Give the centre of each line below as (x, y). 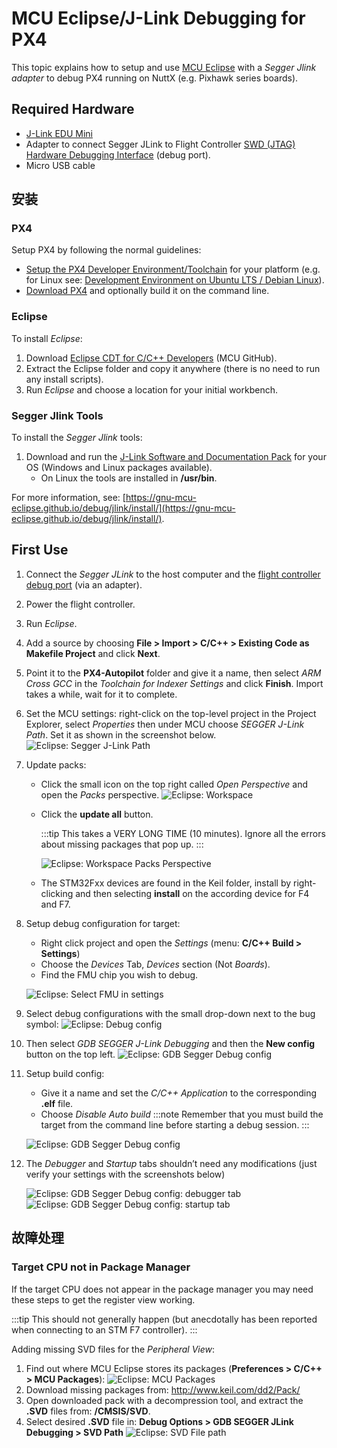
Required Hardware (73, 109)
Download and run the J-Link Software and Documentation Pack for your (176, 457)
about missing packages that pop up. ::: (122, 844)
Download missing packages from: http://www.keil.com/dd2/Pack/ (163, 1389)
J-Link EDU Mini (59, 133)
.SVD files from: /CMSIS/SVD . (88, 1411)
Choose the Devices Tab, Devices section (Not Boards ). (155, 964)
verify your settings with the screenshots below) (125, 1174)
